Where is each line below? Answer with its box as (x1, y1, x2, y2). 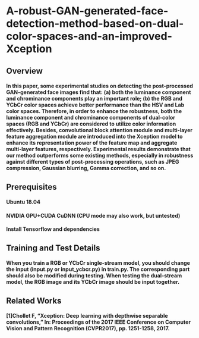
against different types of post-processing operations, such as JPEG (6, 158, 179, 165)
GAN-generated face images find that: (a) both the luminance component (6, 89, 191, 96)
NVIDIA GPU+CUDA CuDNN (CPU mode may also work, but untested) (6, 212, 181, 219)
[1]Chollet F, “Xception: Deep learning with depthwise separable (6, 312, 168, 320)
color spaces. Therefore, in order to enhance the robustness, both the (6, 108, 182, 115)
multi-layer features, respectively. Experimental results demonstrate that (6, 146, 191, 153)
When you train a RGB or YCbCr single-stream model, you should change (6, 259, 190, 267)
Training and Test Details (6, 243, 100, 253)
